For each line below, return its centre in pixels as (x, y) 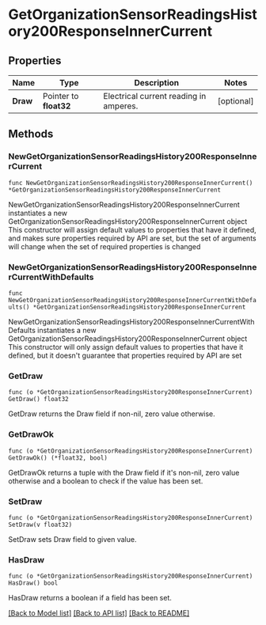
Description (157, 83)
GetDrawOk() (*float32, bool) (58, 458)
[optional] (236, 101)
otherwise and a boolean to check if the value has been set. (106, 481)
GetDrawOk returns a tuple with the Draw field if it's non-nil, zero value (124, 472)
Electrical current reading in (155, 96)
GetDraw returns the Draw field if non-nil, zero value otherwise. (112, 414)
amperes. (121, 106)
